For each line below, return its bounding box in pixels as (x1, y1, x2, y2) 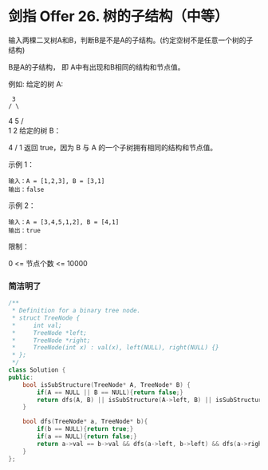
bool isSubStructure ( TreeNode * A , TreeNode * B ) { (22, 380, 191, 388)
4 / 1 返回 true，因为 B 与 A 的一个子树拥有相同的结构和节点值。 (8, 142, 218, 152)
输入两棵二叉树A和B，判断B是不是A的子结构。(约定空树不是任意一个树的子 (8, 35, 254, 45)
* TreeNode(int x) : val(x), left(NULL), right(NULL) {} (11, 344, 219, 352)
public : (8, 373, 34, 381)
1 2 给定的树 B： (8, 125, 61, 135)
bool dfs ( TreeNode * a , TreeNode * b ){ (22, 417, 148, 426)
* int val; (11, 321, 62, 329)
